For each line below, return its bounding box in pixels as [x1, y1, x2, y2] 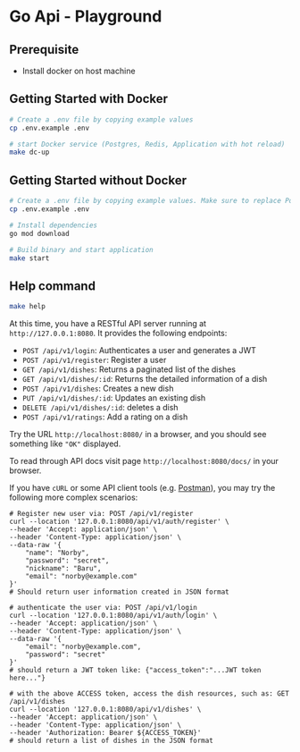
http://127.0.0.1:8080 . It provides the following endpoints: [9, 328, 228, 339]
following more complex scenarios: [9, 492, 138, 503]
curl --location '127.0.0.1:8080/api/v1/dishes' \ [9, 705, 202, 714]
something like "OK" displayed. [9, 438, 121, 449]
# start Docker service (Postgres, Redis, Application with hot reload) [9, 139, 286, 148]
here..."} [9, 673, 46, 683]
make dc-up [9, 148, 50, 157]
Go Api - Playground [9, 6, 162, 27]
